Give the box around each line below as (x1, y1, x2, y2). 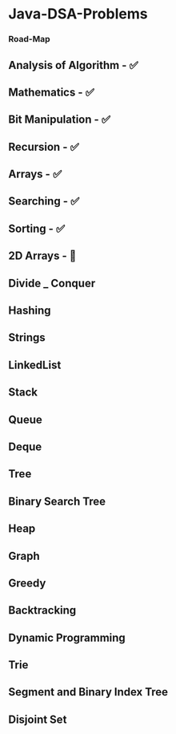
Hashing (8, 304, 51, 318)
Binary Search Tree (8, 494, 106, 508)
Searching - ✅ (8, 194, 80, 209)
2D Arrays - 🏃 (8, 249, 77, 263)
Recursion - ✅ (8, 140, 79, 153)
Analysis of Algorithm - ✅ (8, 58, 138, 72)
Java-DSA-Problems (8, 5, 148, 23)
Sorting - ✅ (8, 221, 66, 235)
